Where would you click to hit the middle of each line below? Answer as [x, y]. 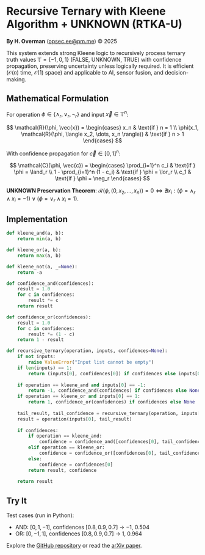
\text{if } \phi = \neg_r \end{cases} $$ [103, 178]
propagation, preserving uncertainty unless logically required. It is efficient [100, 66]
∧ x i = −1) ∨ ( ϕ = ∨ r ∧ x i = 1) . [43, 199]
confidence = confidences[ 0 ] [76, 465]
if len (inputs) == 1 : [45, 368]
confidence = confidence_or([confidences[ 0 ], [98, 454]
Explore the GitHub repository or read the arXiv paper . [74, 546]
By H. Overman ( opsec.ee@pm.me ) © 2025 [62, 41]
